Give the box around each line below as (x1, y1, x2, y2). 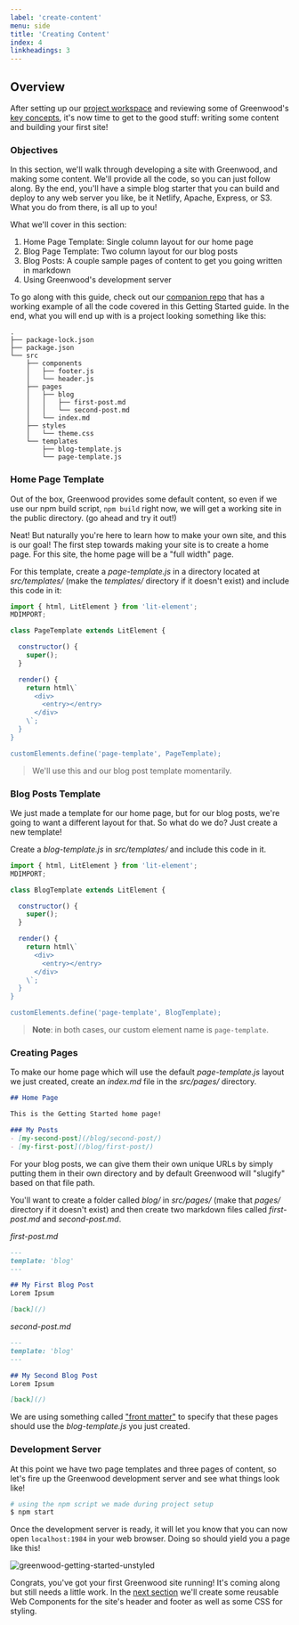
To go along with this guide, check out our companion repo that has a (10, 291, 265, 303)
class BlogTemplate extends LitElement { (10, 886, 166, 894)
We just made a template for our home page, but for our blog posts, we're (10, 807, 280, 818)
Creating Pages (10, 1047, 78, 1058)
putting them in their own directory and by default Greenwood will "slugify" (10, 1168, 286, 1179)
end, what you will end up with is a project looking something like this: (10, 311, 267, 322)
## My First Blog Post (10, 1280, 94, 1290)
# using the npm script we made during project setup (10, 1499, 214, 1508)
